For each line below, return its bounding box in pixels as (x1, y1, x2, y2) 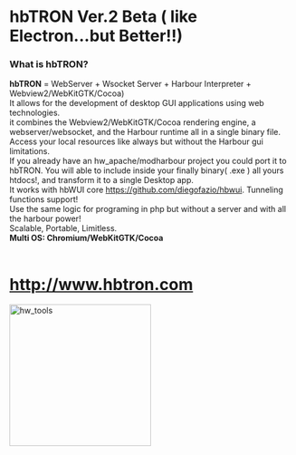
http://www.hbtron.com (9, 274, 194, 295)
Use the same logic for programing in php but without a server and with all (9, 204, 287, 215)
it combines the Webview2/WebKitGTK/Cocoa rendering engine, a (9, 117, 256, 128)
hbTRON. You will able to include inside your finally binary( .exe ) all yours (9, 165, 284, 176)
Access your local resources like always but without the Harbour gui (9, 136, 264, 147)
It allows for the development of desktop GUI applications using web (9, 98, 264, 109)
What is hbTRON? (9, 58, 89, 71)
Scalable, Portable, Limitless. (9, 223, 118, 234)
